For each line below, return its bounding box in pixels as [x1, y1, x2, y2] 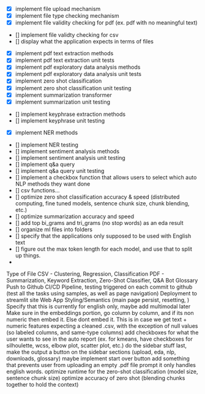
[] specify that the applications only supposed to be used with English [15, 232, 192, 240]
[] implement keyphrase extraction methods [15, 110, 126, 118]
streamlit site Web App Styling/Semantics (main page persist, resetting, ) [6, 296, 190, 303]
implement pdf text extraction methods [15, 50, 114, 57]
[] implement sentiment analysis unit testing [15, 154, 125, 161]
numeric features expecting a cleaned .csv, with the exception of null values [6, 322, 198, 330]
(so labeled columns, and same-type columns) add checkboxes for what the [6, 328, 199, 336]
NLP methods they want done [15, 180, 91, 188]
